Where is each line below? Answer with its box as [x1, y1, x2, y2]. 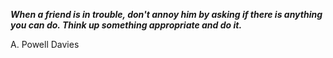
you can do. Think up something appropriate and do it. [10, 19, 243, 31]
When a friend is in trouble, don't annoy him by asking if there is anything [10, 9, 323, 20]
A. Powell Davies [10, 39, 80, 50]
